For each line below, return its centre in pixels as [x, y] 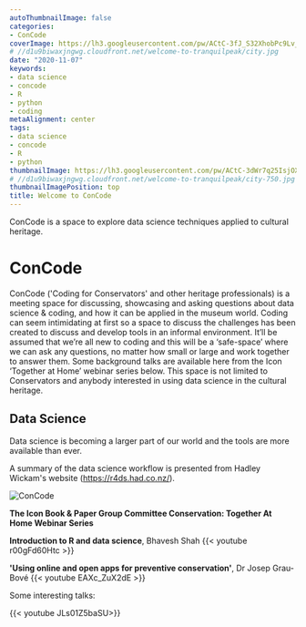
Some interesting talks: [52, 595]
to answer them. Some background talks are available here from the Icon [146, 361]
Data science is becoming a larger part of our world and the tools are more [149, 441]
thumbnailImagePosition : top [65, 188]
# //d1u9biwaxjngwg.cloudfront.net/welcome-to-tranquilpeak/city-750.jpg [153, 179]
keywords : [28, 69]
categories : [32, 26]
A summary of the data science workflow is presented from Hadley [135, 468]
